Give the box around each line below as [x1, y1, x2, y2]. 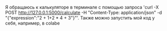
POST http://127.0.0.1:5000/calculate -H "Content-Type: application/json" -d [5, 9, 162, 15]
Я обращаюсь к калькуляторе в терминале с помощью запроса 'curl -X [5, 4, 159, 10]
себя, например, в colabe [5, 20, 60, 26]
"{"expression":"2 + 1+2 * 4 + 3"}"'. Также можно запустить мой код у [5, 15, 155, 20]
